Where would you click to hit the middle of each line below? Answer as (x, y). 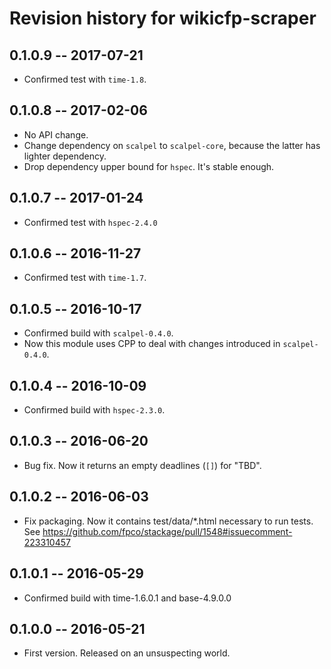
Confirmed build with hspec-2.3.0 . (94, 410)
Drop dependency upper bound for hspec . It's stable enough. (149, 166)
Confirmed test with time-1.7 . (85, 278)
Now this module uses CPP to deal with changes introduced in (152, 344)
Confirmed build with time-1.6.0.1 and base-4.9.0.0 (127, 598)
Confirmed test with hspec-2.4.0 (90, 222)
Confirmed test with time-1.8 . (85, 79)
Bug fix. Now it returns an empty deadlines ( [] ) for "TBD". (142, 465)
